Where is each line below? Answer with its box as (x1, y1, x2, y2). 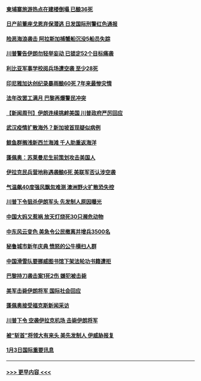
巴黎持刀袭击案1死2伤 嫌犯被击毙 (6, 273, 87, 280)
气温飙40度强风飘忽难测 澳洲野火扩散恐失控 (6, 183, 115, 190)
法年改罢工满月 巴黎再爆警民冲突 (6, 95, 87, 102)
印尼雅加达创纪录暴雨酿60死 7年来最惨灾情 (6, 80, 112, 87)
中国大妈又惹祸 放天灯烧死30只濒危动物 (6, 213, 103, 220)
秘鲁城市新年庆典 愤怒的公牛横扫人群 (6, 243, 97, 250)
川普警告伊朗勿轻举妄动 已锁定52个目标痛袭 (6, 50, 114, 57)
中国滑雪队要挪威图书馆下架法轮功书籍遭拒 (6, 258, 111, 265)
